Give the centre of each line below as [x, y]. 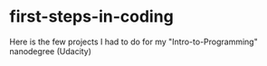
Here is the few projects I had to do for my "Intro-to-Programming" [133, 42]
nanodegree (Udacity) [51, 51]
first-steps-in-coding [91, 17]
